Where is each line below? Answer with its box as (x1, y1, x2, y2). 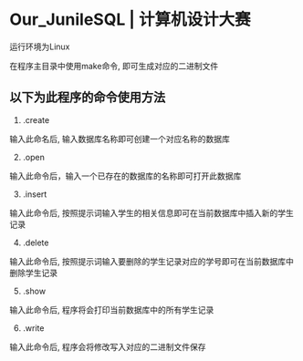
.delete (22, 237, 49, 248)
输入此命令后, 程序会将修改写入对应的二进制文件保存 (9, 341, 206, 352)
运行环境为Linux (9, 41, 70, 52)
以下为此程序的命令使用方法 (9, 89, 166, 106)
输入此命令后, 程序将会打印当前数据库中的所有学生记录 (9, 304, 214, 315)
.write (22, 322, 45, 334)
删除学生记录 (9, 267, 57, 278)
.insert (22, 189, 47, 200)
